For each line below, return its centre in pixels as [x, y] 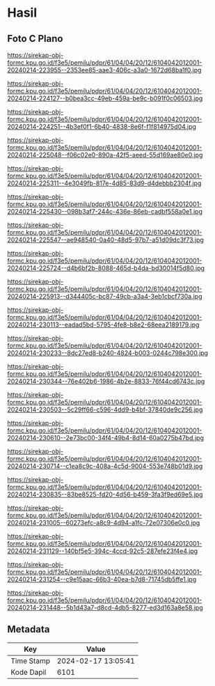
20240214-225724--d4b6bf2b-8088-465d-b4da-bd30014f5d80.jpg [106, 268]
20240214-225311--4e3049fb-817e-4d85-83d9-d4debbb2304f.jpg [104, 183]
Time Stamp [31, 661]
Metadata [29, 629]
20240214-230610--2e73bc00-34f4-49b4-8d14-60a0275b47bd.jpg [105, 438]
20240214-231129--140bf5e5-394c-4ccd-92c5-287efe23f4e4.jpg [103, 551]
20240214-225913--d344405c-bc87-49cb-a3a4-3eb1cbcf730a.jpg [105, 296]
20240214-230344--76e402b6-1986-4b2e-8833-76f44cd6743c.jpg [106, 381]
